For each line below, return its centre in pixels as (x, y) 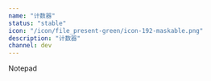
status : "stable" (37, 23)
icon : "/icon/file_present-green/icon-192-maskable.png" (106, 30)
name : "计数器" (32, 16)
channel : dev (30, 46)
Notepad (23, 68)
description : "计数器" (45, 38)
